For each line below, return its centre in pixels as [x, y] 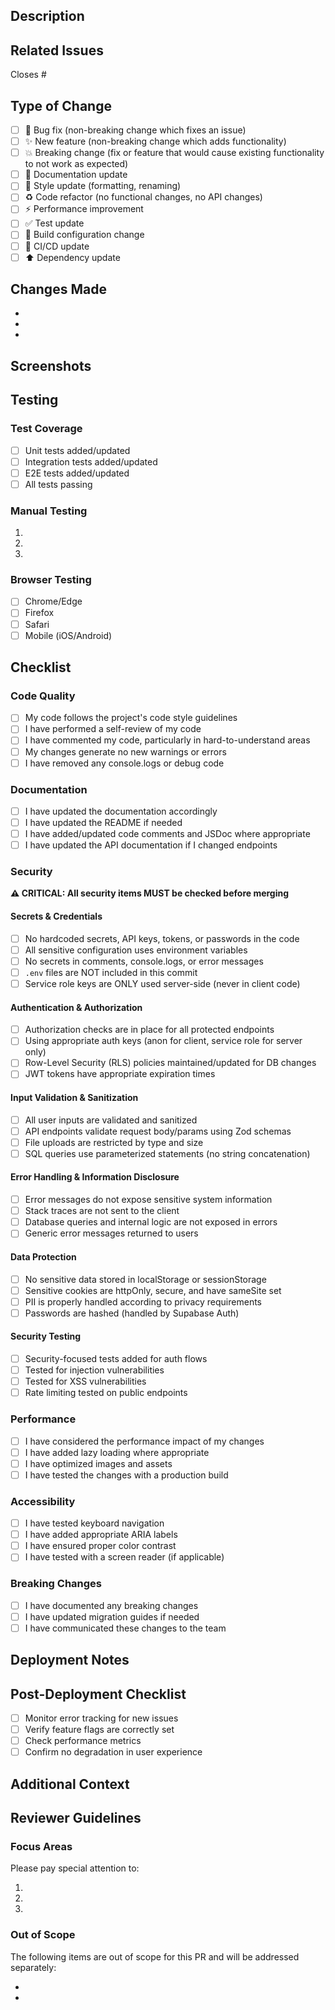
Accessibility [43, 1501]
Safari [37, 624]
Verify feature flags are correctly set [99, 1730]
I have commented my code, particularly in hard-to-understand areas [167, 740]
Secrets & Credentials [56, 916]
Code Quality [43, 696]
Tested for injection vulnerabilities [94, 1370]
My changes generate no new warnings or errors [125, 751]
